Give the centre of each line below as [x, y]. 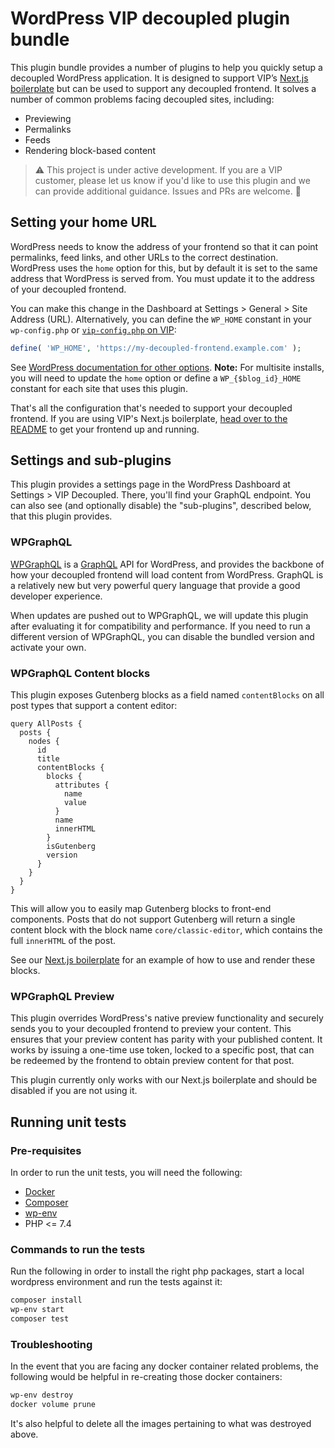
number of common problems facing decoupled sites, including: [142, 99]
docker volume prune [53, 1405]
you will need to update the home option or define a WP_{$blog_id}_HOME [156, 378]
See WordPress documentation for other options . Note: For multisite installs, [167, 367]
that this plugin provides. [61, 516]
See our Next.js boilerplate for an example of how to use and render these [163, 960]
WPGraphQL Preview [62, 996]
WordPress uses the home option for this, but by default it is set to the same [164, 268]
